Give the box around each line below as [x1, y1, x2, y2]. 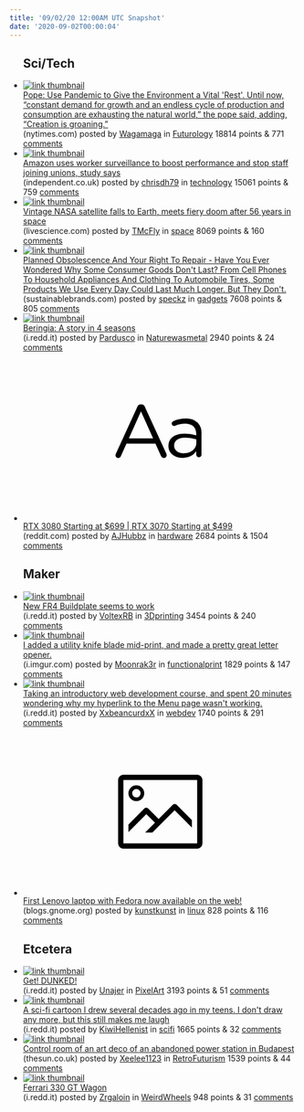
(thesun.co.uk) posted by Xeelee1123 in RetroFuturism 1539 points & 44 [22, 1053, 291, 1064]
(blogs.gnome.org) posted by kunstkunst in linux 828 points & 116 [22, 905, 269, 916]
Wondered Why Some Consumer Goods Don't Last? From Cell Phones [22, 264, 288, 275]
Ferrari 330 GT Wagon [22, 1082, 108, 1093]
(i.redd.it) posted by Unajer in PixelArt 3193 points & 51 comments [22, 984, 270, 996]
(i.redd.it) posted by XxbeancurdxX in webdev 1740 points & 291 [22, 707, 265, 718]
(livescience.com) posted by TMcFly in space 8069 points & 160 [22, 226, 265, 237]
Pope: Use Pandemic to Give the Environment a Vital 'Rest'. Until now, [22, 90, 285, 101]
